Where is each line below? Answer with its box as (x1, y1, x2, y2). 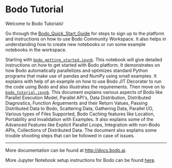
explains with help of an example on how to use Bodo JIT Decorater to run (5, 78, 162, 84)
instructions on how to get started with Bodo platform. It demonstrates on (5, 62, 160, 68)
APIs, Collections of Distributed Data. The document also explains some (5, 127, 157, 133)
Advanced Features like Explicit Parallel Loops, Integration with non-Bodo (5, 122, 160, 128)
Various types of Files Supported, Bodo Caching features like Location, (5, 111, 155, 117)
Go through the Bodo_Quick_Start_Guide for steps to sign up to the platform (5, 30, 165, 36)
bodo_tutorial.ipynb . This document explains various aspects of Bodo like (5, 89, 163, 95)
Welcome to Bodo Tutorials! (5, 20, 64, 27)
